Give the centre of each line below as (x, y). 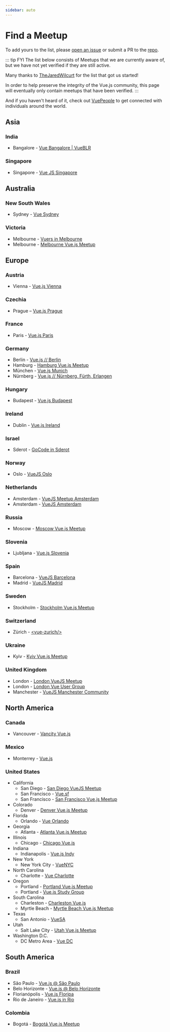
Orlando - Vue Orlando (45, 821)
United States (23, 772)
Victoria (15, 228)
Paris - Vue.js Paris (33, 335)
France (14, 324)
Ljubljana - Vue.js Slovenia (41, 553)
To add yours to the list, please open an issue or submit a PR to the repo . (82, 50)
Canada (15, 722)
